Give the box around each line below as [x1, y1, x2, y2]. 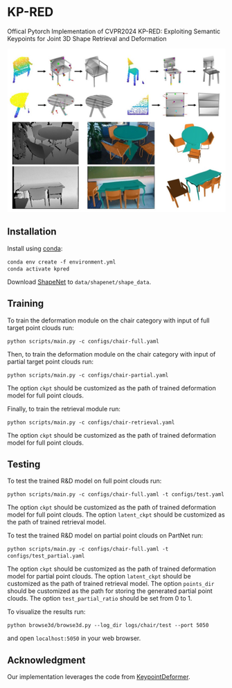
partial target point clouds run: [7, 357, 93, 365]
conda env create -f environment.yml [7, 258, 116, 266]
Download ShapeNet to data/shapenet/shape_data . [7, 277, 152, 286]
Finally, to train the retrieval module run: [7, 404, 121, 413]
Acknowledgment [7, 654, 86, 666]
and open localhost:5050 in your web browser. [7, 634, 141, 642]
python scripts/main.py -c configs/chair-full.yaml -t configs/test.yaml [7, 491, 225, 498]
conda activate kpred [7, 265, 70, 273]
